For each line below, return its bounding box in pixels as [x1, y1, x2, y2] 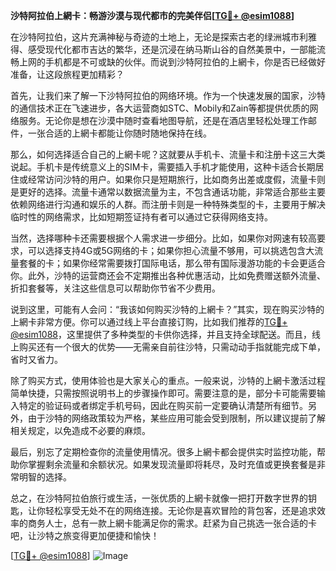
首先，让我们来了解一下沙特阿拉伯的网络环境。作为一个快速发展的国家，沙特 [10, 90, 326, 101]
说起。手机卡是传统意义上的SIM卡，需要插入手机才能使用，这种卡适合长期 [10, 161, 316, 173]
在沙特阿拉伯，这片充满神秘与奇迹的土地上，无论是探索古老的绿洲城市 [10, 31, 300, 43]
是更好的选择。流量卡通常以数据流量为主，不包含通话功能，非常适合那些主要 [10, 186, 326, 198]
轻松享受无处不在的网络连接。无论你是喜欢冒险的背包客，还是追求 [44, 505, 317, 516]
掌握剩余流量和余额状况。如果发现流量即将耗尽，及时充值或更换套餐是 [27, 459, 317, 470]
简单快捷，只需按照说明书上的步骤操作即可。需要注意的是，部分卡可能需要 [10, 387, 317, 399]
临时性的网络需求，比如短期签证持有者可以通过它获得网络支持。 [10, 211, 273, 223]
